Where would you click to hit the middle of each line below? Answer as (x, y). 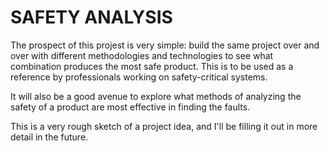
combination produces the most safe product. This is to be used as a (152, 66)
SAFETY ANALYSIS (91, 17)
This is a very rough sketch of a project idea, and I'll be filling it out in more (164, 126)
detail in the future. (49, 137)
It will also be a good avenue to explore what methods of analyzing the (156, 96)
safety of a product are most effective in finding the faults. (130, 107)
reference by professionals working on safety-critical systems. (139, 77)
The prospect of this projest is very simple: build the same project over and (165, 45)
